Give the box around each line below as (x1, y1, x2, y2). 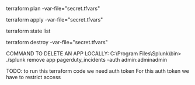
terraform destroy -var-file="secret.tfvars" (6, 39, 108, 45)
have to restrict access (6, 74, 61, 80)
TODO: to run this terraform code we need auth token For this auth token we (6, 68, 190, 75)
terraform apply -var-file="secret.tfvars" (6, 16, 103, 23)
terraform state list (6, 27, 51, 34)
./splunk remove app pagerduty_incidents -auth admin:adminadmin (6, 56, 168, 63)
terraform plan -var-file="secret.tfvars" (6, 5, 100, 12)
